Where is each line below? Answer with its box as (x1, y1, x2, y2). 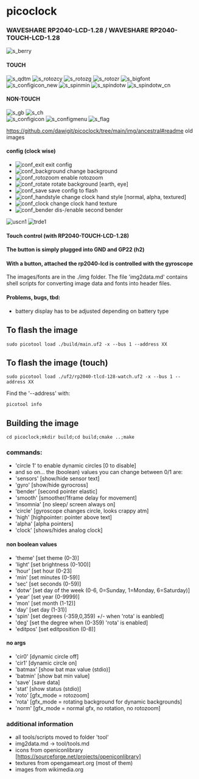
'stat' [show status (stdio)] (15, 685, 82, 692)
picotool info (6, 402, 43, 408)
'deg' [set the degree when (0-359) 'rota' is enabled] (15, 619, 148, 626)
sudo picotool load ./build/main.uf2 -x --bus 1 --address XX (6, 341, 167, 348)
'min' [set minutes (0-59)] (15, 573, 80, 581)
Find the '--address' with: (6, 389, 71, 397)
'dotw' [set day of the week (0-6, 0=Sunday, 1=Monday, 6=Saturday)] (15, 586, 190, 594)
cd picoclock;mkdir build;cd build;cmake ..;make (6, 434, 135, 441)
